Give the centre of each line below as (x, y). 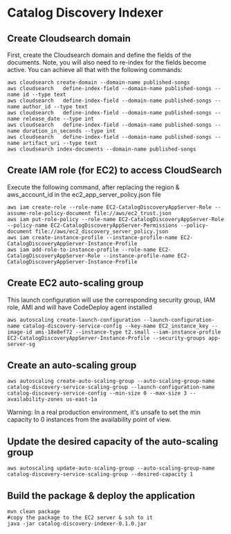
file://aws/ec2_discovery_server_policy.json (102, 231)
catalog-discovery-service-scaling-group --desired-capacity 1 (100, 474)
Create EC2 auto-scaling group (75, 283)
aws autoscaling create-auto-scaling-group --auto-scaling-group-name (111, 381)
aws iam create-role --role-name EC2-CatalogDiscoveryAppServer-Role (110, 207)
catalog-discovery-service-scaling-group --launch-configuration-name (111, 387)
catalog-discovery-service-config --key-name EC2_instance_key (115, 326)
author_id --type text (55, 107)
